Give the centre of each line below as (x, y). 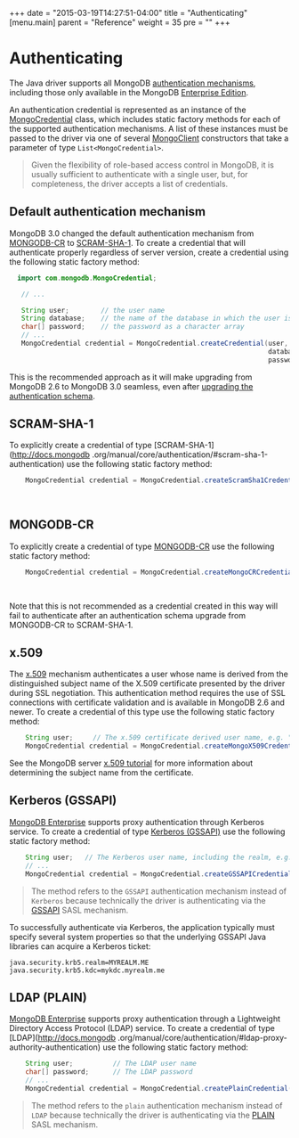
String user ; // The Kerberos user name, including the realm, (149, 857)
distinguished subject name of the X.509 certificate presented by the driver (147, 684)
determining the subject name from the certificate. (101, 773)
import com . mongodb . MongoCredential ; (87, 278)
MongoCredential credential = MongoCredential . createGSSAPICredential (159, 874)
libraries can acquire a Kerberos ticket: (80, 946)
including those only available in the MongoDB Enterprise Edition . (129, 92)
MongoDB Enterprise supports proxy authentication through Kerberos (137, 822)
